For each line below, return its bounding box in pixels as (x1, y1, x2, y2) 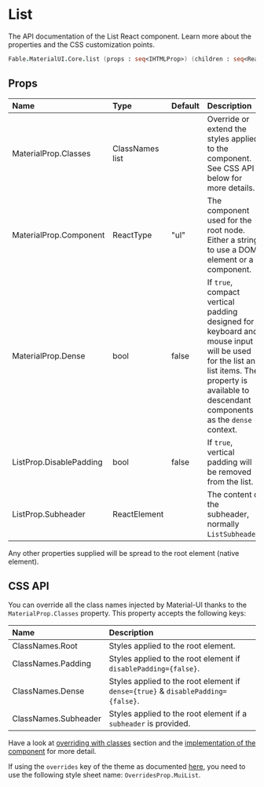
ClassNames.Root (12, 641, 79, 652)
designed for (207, 316, 255, 327)
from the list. (207, 476, 254, 487)
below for (207, 172, 242, 183)
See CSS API (207, 163, 255, 174)
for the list (207, 355, 245, 366)
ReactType (112, 230, 152, 241)
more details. (207, 182, 255, 193)
